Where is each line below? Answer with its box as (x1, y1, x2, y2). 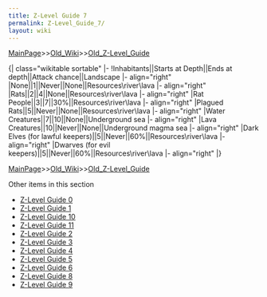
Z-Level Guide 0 (19, 195, 73, 204)
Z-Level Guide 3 (19, 237, 73, 247)
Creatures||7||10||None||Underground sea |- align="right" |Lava (8, 115, 217, 125)
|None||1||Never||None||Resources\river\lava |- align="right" (8, 81, 206, 90)
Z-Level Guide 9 (19, 280, 73, 290)
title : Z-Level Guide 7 (8, 11, 88, 20)
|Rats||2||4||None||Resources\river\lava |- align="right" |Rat (8, 89, 205, 99)
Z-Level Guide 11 (19, 220, 74, 230)
